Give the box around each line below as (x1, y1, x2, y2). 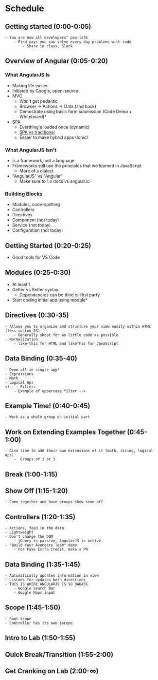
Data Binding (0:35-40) (5, 354, 78, 363)
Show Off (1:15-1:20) (5, 487, 68, 495)
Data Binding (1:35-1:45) (5, 560, 80, 568)
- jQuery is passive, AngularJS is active (14, 539, 101, 544)
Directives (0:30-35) (5, 311, 69, 320)
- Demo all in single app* (5, 367, 60, 372)
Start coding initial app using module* (12, 297, 88, 302)
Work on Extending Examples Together (5, 428, 126, 436)
